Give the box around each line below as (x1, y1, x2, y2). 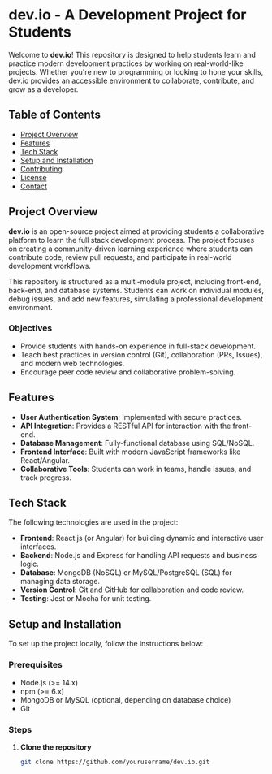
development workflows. (8, 261, 92, 270)
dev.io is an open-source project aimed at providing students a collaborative (8, 226, 265, 236)
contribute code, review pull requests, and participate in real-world (8, 252, 232, 262)
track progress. (19, 473, 71, 482)
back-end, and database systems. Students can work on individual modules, (8, 285, 265, 295)
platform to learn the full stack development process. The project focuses (8, 235, 255, 244)
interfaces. (19, 542, 57, 551)
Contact (19, 181, 47, 191)
